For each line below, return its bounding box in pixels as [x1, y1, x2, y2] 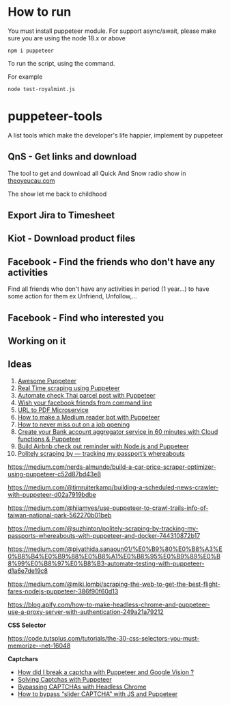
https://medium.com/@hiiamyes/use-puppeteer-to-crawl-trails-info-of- [8, 504, 209, 512]
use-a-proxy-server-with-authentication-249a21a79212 [8, 607, 164, 616]
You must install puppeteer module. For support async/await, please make [8, 27, 217, 35]
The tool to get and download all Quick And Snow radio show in [8, 169, 186, 177]
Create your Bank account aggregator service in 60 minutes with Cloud [17, 427, 218, 435]
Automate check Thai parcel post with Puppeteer [17, 391, 156, 399]
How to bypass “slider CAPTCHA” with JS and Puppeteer [17, 689, 178, 698]
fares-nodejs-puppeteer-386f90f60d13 [8, 587, 119, 595]
